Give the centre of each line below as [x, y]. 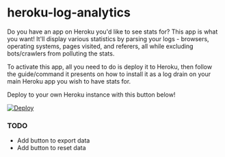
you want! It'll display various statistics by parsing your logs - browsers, [108, 38]
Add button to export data [53, 141]
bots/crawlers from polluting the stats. [61, 53]
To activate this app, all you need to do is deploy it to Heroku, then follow [110, 67]
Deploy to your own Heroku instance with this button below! [91, 95]
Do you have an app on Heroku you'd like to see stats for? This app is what [112, 32]
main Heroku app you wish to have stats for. [69, 81]
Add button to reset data [52, 148]
